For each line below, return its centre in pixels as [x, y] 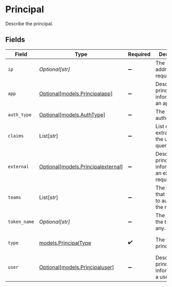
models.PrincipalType [65, 243]
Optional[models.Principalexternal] [81, 167]
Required [139, 54]
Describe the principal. [29, 24]
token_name [21, 222]
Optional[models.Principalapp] [76, 93]
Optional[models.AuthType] [72, 115]
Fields [15, 40]
